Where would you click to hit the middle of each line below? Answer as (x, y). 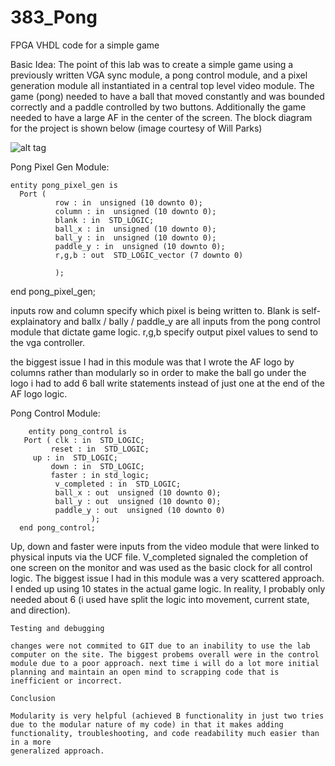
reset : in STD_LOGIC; (100, 449)
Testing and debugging (57, 628)
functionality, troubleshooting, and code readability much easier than (165, 733)
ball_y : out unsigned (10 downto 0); (138, 501)
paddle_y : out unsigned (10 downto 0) (140, 510)
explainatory (36, 321)
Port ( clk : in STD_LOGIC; (84, 440)
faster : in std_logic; (100, 475)
